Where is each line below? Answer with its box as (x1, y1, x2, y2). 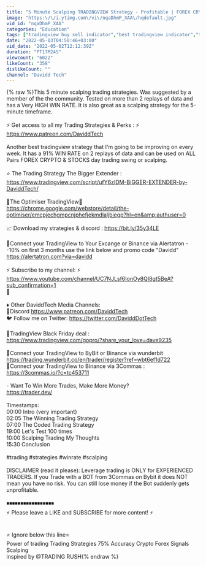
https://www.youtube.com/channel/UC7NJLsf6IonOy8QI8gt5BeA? (6, 275, 174, 283)
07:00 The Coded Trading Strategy (6, 421, 94, 429)
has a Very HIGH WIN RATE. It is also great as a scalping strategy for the (6, 102, 189, 109)
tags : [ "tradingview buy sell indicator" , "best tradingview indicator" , (6, 32, 196, 38)
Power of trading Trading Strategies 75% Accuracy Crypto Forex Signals (6, 540, 189, 548)
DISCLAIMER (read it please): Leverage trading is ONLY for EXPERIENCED (6, 467, 193, 474)
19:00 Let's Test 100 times (6, 427, 72, 435)
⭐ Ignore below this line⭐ (6, 531, 70, 538)
